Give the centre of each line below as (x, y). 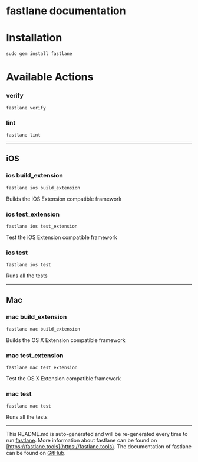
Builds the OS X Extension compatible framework (66, 340)
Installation (34, 38)
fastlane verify (26, 108)
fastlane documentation (66, 11)
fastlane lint (24, 135)
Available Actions (50, 77)
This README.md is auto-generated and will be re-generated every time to (97, 434)
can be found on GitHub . (36, 453)
